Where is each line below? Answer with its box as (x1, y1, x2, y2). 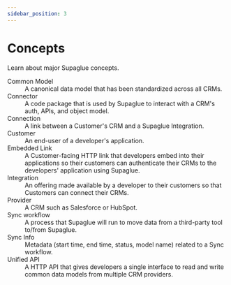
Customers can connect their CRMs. (24, 188, 129, 196)
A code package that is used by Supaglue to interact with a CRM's (24, 99, 215, 108)
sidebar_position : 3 (7, 10, 68, 17)
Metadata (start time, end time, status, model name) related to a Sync (24, 240, 225, 249)
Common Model (7, 77, 54, 85)
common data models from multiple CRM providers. (24, 270, 173, 278)
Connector (7, 92, 38, 100)
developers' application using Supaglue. (24, 166, 141, 175)
